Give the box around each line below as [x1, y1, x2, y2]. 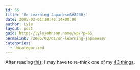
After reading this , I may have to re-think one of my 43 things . [5, 59, 135, 65]
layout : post [5, 26, 33, 31]
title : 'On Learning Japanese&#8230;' [5, 12, 88, 17]
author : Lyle [5, 21, 33, 27]
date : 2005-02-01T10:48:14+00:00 [5, 17, 77, 22]
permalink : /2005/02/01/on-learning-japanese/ [5, 36, 106, 41]
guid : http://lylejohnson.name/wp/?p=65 [5, 31, 93, 36]
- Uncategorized [10, 45, 44, 50]
